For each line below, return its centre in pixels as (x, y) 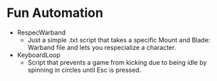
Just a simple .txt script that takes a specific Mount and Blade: (119, 39)
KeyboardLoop (39, 55)
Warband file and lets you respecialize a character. (102, 47)
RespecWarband (41, 32)
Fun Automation (55, 13)
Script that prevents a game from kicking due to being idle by (117, 62)
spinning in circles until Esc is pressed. (84, 70)
